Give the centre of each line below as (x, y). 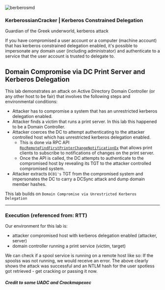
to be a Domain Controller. (39, 127)
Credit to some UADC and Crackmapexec (48, 282)
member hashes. (29, 184)
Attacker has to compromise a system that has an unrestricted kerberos (85, 111)
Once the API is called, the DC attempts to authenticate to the (82, 158)
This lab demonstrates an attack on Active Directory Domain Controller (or (80, 91)
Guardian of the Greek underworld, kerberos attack (57, 31)
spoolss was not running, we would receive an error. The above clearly (77, 261)
